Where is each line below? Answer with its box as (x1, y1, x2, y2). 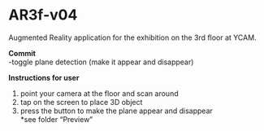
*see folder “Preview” (19, 114, 93, 124)
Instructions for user (8, 72, 80, 82)
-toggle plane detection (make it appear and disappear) (8, 57, 194, 67)
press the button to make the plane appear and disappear (19, 106, 214, 116)
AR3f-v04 (8, 6, 78, 24)
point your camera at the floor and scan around (19, 88, 179, 98)
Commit (8, 48, 37, 58)
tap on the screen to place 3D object (19, 97, 143, 107)
